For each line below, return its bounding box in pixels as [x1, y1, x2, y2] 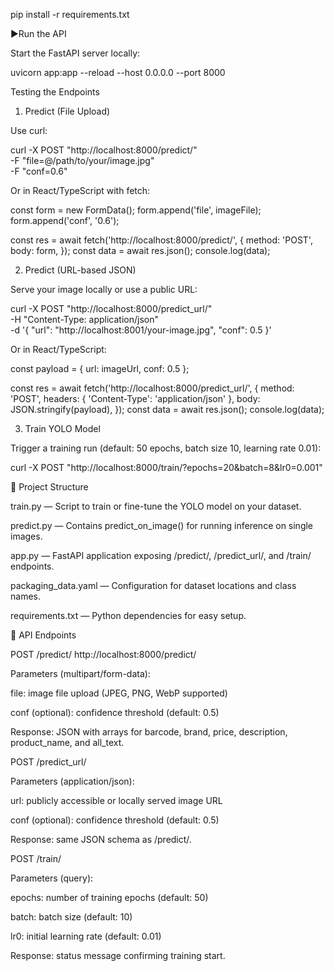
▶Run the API [10, 28, 67, 39]
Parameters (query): [10, 872, 94, 884]
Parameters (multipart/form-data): [10, 668, 151, 679]
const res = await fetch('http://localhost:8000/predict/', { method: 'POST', [10, 234, 313, 246]
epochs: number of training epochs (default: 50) [10, 892, 209, 903]
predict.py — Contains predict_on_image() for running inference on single [10, 520, 314, 531]
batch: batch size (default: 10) [10, 911, 133, 923]
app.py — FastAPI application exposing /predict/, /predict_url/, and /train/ [10, 550, 312, 561]
